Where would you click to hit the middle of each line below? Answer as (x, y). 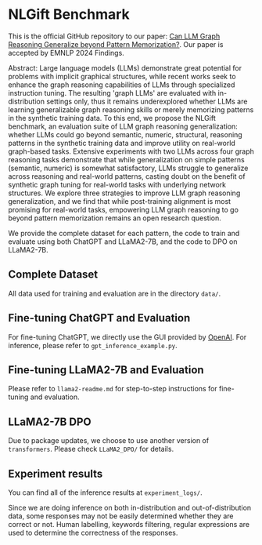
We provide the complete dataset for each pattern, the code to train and (124, 233)
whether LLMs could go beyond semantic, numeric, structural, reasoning (125, 134)
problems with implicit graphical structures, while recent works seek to (122, 76)
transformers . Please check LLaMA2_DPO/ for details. (91, 449)
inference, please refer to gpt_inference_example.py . (93, 345)
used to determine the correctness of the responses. (93, 532)
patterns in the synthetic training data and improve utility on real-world (122, 143)
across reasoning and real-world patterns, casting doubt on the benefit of (127, 176)
